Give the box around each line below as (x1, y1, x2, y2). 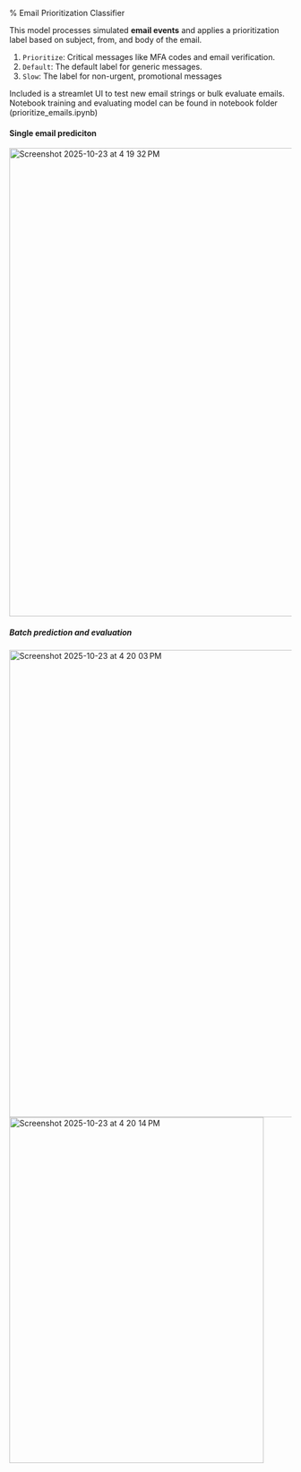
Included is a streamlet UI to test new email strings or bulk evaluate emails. (9, 89, 285, 98)
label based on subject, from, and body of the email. (9, 35, 202, 45)
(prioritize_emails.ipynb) (9, 107, 99, 117)
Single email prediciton (9, 127, 97, 138)
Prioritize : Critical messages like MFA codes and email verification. (21, 52, 276, 62)
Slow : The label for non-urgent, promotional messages (21, 71, 222, 81)
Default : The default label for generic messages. (21, 62, 203, 72)
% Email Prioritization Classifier (9, 8, 125, 18)
